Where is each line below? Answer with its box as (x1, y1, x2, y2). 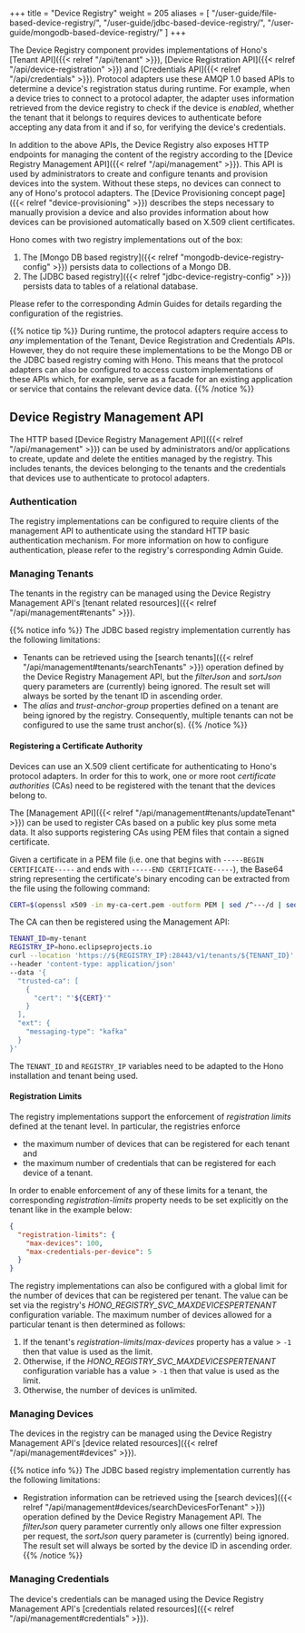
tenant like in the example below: (9, 1203, 133, 1215)
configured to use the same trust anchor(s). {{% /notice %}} (22, 719, 248, 730)
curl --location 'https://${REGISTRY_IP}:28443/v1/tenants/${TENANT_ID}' (9, 951, 295, 961)
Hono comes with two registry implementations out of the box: (9, 234, 243, 244)
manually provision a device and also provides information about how (9, 207, 270, 217)
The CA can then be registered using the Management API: (9, 916, 230, 927)
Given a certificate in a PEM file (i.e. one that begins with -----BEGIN (9, 854, 264, 865)
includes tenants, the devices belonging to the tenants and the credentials (9, 462, 286, 473)
